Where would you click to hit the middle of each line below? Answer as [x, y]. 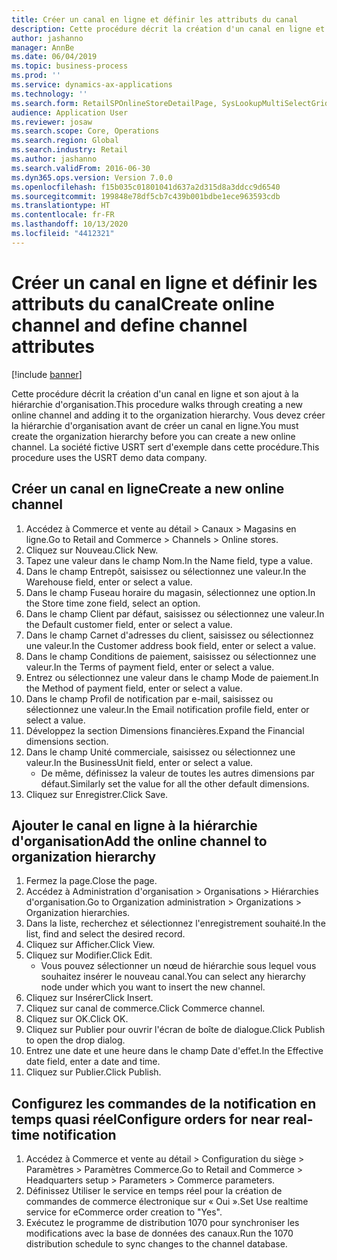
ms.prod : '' [36, 76]
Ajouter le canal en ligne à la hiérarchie [134, 825]
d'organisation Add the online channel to [139, 841]
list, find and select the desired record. [105, 934]
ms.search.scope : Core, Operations [85, 131]
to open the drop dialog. [75, 1040]
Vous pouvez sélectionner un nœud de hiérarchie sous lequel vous [178, 966]
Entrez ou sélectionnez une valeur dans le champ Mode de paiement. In [172, 677]
